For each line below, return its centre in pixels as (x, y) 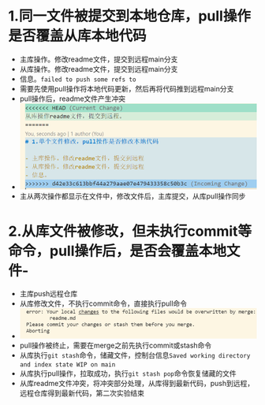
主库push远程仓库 (49, 294)
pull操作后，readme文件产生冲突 (73, 98)
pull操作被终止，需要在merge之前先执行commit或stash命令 (116, 346)
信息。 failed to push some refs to (78, 79)
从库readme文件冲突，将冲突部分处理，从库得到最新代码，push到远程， (137, 384)
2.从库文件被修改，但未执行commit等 (130, 231)
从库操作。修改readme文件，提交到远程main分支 (99, 69)
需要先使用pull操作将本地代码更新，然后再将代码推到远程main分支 (127, 88)
